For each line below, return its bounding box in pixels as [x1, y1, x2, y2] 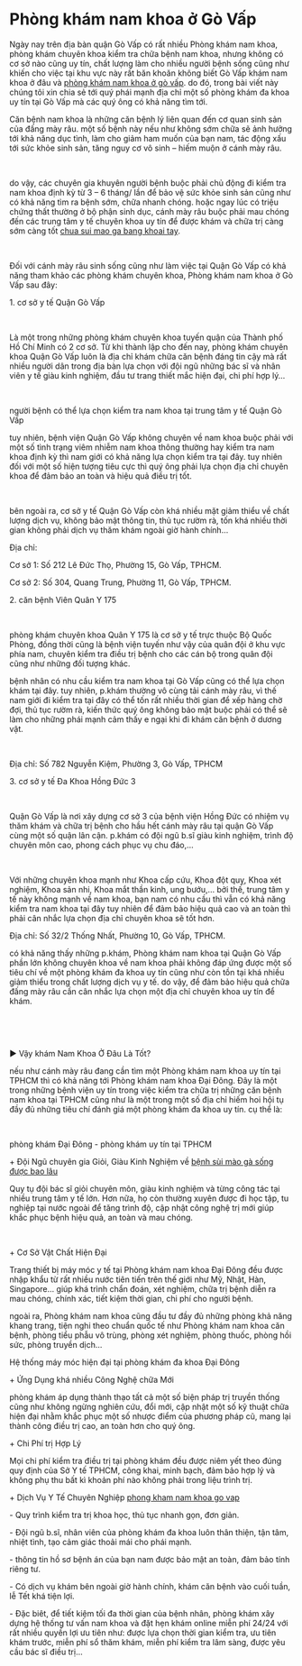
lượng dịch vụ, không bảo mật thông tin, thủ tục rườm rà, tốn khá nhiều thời [9, 515, 288, 526]
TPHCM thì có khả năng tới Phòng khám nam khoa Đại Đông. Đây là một [9, 1075, 278, 1085]
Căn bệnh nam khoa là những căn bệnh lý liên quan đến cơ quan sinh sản [9, 114, 282, 124]
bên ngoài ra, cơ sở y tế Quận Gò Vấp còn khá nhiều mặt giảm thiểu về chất [9, 505, 290, 516]
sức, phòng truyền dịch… [9, 1339, 103, 1350]
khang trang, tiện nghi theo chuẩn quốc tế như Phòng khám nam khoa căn [9, 1320, 286, 1331]
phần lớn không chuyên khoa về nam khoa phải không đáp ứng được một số [9, 957, 292, 968]
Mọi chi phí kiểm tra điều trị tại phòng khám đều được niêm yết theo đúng [9, 1455, 282, 1466]
